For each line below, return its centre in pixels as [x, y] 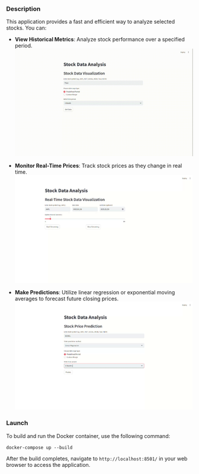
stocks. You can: [26, 28]
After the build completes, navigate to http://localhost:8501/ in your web [97, 458]
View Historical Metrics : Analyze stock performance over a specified [100, 40]
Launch [17, 423]
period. [23, 46]
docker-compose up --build [39, 447]
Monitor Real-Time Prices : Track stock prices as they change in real [98, 165]
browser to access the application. [48, 465]
